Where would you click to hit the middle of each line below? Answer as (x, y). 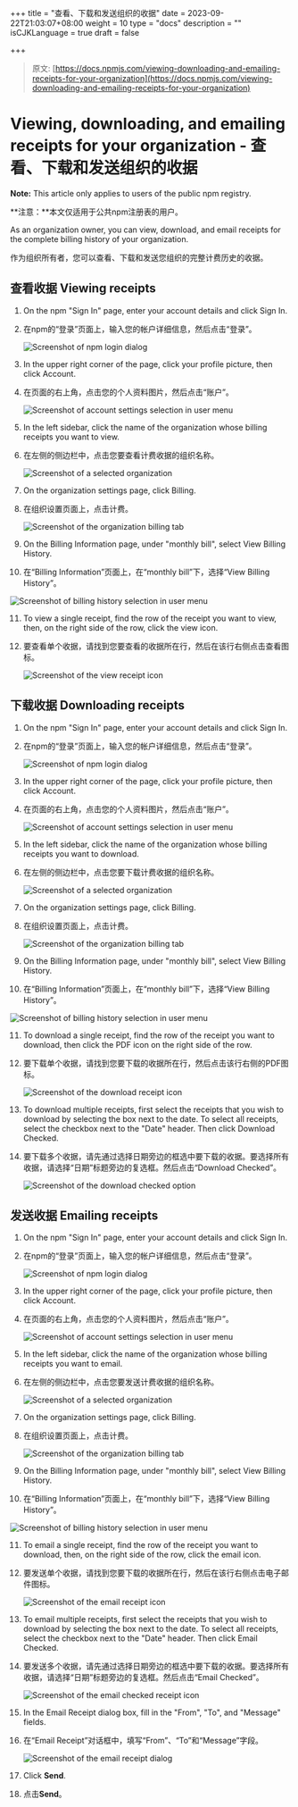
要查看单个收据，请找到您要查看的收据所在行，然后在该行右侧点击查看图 (156, 646)
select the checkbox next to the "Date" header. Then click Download (149, 1128)
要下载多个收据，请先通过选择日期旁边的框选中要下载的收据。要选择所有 (156, 1156)
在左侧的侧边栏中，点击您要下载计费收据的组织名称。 (121, 872)
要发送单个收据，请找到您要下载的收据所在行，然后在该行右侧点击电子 (152, 1573)
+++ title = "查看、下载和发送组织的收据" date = (98, 13)
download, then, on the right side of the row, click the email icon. (142, 1555)
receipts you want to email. (73, 1364)
